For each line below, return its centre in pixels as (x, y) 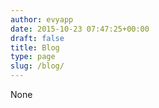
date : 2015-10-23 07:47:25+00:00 (80, 29)
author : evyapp (42, 19)
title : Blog (35, 47)
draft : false (37, 38)
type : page (33, 57)
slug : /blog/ (37, 66)
